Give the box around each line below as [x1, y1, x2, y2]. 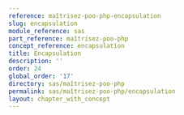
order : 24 [8, 65, 42, 73]
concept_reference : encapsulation [8, 42, 126, 50]
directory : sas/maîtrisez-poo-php [8, 79, 126, 87]
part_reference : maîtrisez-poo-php [8, 34, 129, 43]
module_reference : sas [8, 27, 85, 35]
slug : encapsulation [8, 19, 79, 28]
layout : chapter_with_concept [8, 95, 111, 103]
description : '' [8, 57, 63, 66]
